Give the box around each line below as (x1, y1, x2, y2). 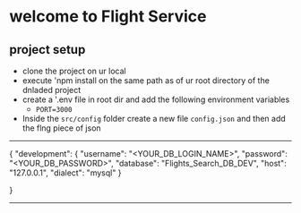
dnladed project (21, 85, 82, 95)
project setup (9, 42, 86, 57)
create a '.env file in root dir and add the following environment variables (21, 94, 290, 105)
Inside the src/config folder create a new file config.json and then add (21, 114, 287, 124)
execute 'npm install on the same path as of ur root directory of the (21, 75, 271, 86)
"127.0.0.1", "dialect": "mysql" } (9, 167, 123, 178)
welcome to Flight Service (9, 6, 207, 27)
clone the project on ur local (21, 65, 127, 76)
